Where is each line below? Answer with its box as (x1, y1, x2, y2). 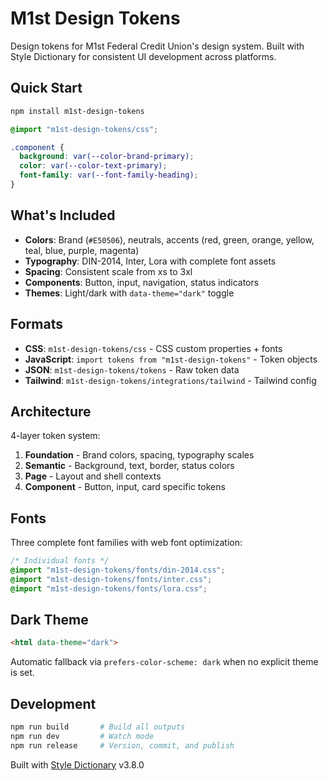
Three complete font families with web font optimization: (10, 537, 243, 549)
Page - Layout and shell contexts (24, 470, 162, 482)
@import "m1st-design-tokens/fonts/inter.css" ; (10, 574, 213, 584)
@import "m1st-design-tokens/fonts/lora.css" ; (10, 583, 208, 594)
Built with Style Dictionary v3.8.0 (10, 758, 145, 771)
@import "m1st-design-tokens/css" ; (10, 124, 159, 134)
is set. (10, 667, 35, 679)
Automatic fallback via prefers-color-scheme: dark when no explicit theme (10, 656, 319, 668)
